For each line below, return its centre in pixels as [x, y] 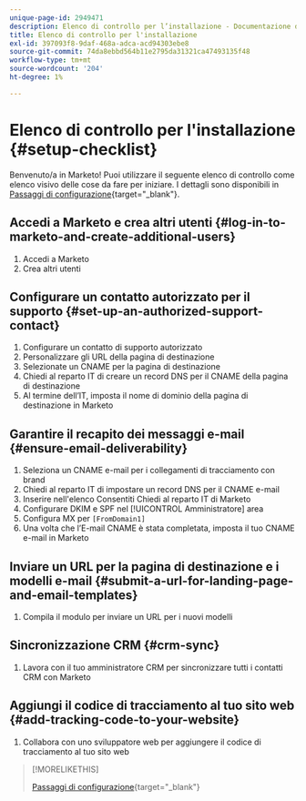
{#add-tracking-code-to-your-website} [124, 720]
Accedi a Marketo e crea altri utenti [111, 223]
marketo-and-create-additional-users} [122, 237]
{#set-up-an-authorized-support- [164, 311]
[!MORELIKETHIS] [65, 769]
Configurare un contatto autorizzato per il [130, 297]
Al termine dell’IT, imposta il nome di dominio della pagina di [135, 396]
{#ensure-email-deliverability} [99, 448]
